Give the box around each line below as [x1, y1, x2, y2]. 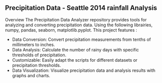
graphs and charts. [12, 72, 50, 78]
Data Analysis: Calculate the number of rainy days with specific [12, 47, 139, 52]
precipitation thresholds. [12, 62, 61, 68]
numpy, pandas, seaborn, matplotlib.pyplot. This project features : [5, 27, 137, 33]
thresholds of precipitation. [12, 52, 67, 58]
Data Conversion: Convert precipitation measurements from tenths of [12, 36, 151, 42]
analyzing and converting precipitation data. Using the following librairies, [5, 22, 153, 28]
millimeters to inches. [12, 41, 55, 48]
